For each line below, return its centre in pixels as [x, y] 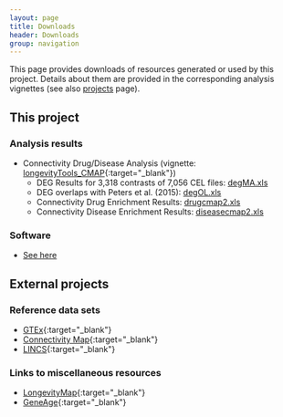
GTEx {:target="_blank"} [67, 329]
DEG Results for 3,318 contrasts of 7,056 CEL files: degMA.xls [152, 182]
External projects [59, 284]
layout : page [34, 18]
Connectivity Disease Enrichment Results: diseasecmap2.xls [150, 212]
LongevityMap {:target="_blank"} [84, 392]
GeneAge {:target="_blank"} [74, 402]
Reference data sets [55, 309]
